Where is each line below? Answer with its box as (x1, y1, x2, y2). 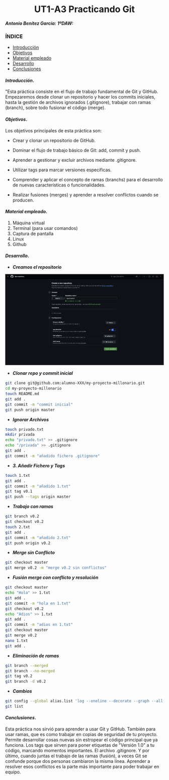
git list (5, 704, 24, 709)
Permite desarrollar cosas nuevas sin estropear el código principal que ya (5, 737, 158, 743)
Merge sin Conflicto (12, 550, 55, 556)
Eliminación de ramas (12, 653, 59, 659)
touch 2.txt (5, 524, 30, 529)
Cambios (12, 688, 32, 694)
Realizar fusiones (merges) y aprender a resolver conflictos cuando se (12, 191, 159, 198)
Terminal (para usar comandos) (12, 225, 78, 231)
